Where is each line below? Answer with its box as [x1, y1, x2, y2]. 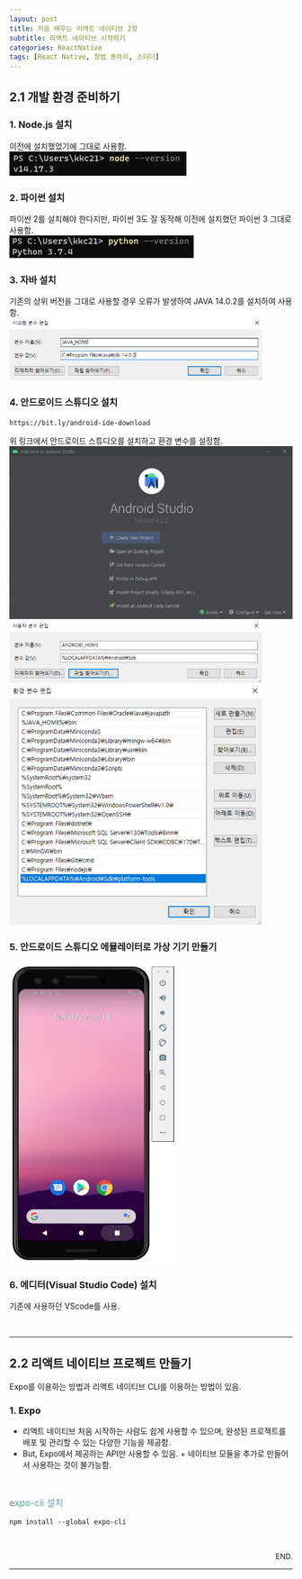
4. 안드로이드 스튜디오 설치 [9, 397, 119, 409]
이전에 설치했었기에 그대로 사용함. [9, 141, 128, 151]
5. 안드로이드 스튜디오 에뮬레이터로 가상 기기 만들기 [9, 941, 218, 954]
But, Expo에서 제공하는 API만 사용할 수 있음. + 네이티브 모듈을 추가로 [22, 1448, 265, 1459]
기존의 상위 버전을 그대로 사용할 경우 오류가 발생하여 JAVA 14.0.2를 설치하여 [9, 296, 276, 306]
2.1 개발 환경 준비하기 [9, 89, 120, 105]
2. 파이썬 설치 [9, 191, 66, 204]
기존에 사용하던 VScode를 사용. [9, 1301, 120, 1311]
